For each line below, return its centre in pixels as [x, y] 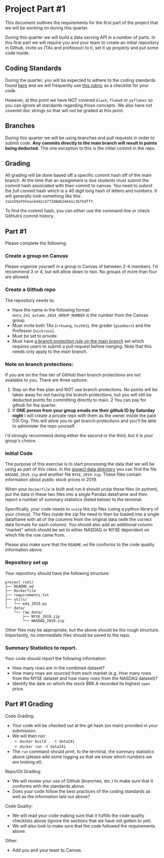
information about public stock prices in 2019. [51, 480]
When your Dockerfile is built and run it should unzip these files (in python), [82, 489]
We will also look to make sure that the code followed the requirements [83, 826]
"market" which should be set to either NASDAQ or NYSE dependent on [77, 530]
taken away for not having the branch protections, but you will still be [82, 395]
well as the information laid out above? [51, 796]
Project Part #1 [35, 9]
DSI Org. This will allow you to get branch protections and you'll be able [84, 421]
